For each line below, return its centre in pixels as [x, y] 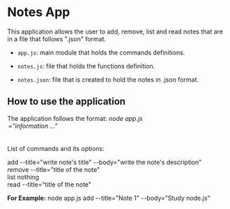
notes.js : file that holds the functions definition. [86, 66]
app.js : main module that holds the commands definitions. [101, 52]
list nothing [23, 177]
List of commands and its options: [56, 148]
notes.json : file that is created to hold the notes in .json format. [108, 79]
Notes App [39, 12]
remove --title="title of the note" [54, 169]
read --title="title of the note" [49, 184]
